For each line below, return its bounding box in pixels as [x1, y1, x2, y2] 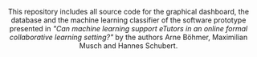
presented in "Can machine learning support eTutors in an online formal [9, 24, 248, 33]
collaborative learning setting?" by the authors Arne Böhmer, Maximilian [9, 32, 248, 42]
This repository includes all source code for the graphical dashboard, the [8, 7, 249, 16]
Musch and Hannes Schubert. [79, 41, 178, 51]
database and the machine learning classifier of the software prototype [10, 15, 247, 25]
